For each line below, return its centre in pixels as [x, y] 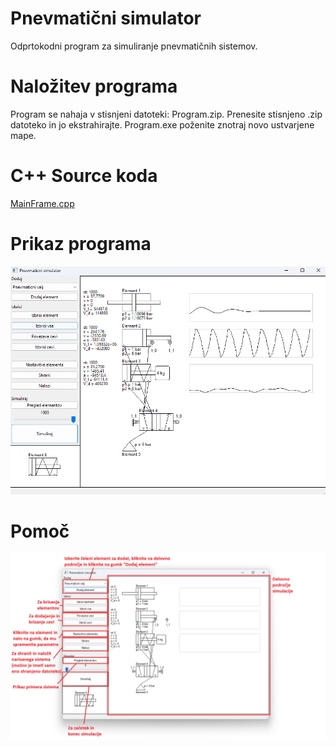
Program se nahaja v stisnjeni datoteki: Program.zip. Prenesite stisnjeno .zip [166, 114]
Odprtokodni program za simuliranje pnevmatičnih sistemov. [134, 46]
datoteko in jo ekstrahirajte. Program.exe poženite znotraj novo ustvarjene [162, 124]
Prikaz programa [81, 244]
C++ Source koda [84, 176]
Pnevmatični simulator [106, 18]
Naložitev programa [94, 86]
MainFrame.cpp [42, 203]
